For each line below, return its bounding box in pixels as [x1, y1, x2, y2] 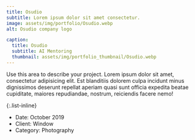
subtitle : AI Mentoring [12, 48, 72, 55]
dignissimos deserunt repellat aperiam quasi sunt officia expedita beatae [6, 83, 189, 91]
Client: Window [15, 120, 54, 127]
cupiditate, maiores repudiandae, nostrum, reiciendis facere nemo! [6, 89, 174, 97]
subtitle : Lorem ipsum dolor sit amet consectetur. [6, 15, 140, 21]
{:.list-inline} [6, 102, 37, 109]
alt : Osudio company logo [6, 26, 72, 32]
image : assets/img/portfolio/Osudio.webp [6, 20, 113, 26]
